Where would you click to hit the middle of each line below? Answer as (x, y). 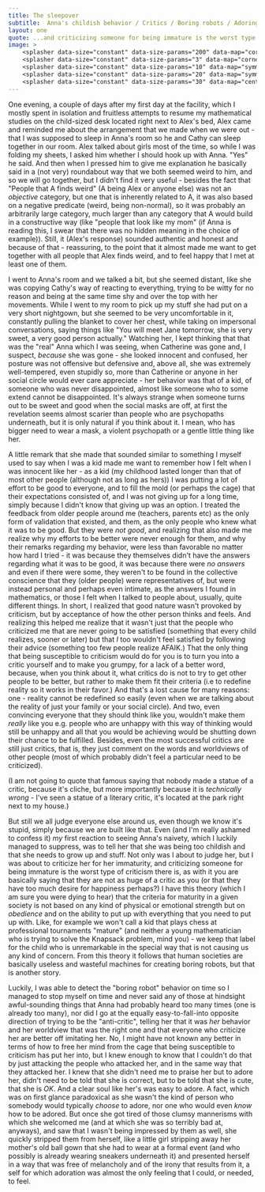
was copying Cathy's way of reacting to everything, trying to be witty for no (131, 288)
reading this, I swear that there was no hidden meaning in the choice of (124, 230)
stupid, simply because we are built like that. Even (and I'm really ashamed (129, 829)
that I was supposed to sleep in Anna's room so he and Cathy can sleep (125, 138)
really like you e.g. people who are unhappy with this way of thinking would (131, 723)
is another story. (35, 972)
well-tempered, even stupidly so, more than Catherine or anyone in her (123, 372)
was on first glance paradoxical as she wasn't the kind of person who (121, 1097)
